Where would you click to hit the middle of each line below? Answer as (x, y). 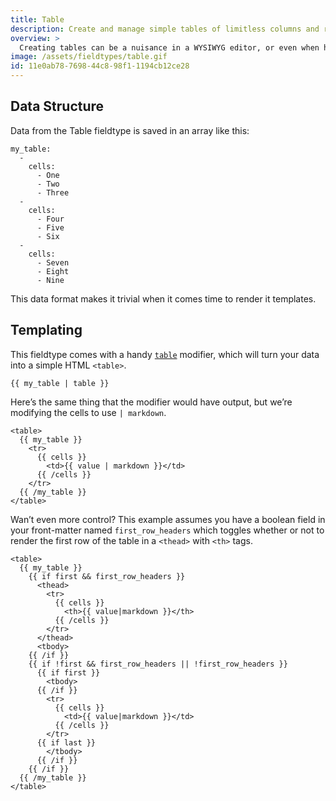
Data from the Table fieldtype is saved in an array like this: (130, 130)
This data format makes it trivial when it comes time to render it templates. (163, 298)
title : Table (37, 19)
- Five (50, 227)
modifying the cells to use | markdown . (88, 412)
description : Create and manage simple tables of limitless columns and (165, 29)
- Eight (53, 271)
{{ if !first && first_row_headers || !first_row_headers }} (158, 664)
